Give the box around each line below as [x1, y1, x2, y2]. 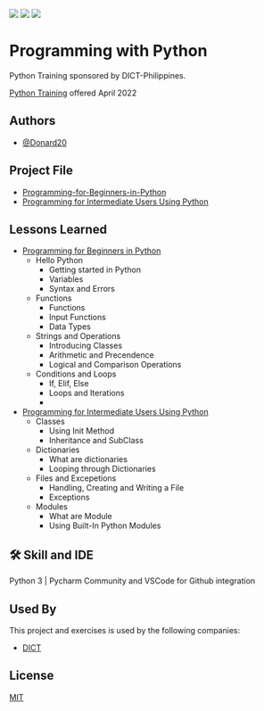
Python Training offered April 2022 [9, 87, 137, 98]
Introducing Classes [48, 340, 123, 351]
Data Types [48, 321, 91, 332]
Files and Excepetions [35, 473, 117, 484]
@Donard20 [21, 136, 67, 147]
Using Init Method [48, 426, 114, 436]
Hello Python [35, 255, 83, 266]
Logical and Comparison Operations [48, 360, 182, 370]
